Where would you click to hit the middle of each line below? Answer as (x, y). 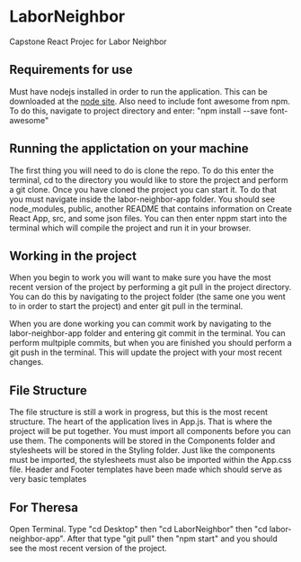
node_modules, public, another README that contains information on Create (150, 208)
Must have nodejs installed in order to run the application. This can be (138, 91)
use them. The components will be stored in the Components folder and (142, 441)
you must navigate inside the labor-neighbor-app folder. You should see (142, 199)
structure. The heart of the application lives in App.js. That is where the (141, 421)
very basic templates (48, 479)
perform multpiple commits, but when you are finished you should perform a (150, 343)
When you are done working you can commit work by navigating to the (141, 324)
